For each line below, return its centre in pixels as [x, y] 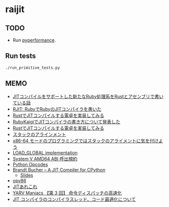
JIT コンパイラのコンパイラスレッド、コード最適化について [74, 199]
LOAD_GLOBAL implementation [45, 152]
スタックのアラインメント [39, 134]
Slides [27, 175]
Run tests [21, 56]
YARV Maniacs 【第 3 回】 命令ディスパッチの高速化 [67, 193]
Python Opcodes [30, 164]
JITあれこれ [25, 186]
